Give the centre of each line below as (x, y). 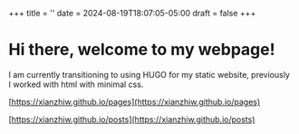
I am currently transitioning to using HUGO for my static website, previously (149, 74)
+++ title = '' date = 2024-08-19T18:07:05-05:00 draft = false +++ (132, 13)
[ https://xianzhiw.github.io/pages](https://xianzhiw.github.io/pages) (135, 101)
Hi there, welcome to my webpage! (142, 50)
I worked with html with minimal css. (76, 84)
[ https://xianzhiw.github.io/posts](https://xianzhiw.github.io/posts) (132, 119)
